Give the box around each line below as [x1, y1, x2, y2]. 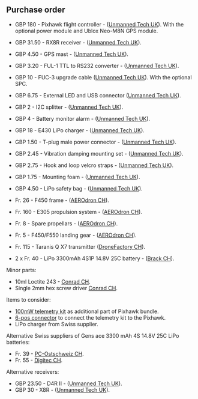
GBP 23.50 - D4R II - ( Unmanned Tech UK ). [14, 380, 122, 387]
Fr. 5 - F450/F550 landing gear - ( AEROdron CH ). [14, 231, 137, 239]
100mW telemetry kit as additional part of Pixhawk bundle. [14, 308, 159, 315]
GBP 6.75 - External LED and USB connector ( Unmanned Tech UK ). [14, 91, 181, 99]
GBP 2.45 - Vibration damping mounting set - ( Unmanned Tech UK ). [14, 150, 184, 157]
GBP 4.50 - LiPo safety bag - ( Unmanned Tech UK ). [14, 184, 143, 192]
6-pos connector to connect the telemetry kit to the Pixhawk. [14, 314, 166, 321]
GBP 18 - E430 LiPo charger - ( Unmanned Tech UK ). [14, 126, 145, 134]
